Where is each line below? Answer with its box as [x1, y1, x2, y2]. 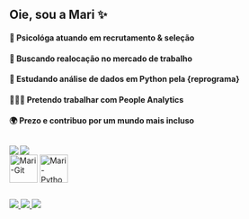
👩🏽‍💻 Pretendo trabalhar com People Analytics [9, 94, 184, 105]
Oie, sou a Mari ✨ [9, 7, 108, 23]
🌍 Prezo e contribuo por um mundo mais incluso [9, 115, 195, 126]
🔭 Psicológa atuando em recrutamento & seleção [9, 32, 195, 43]
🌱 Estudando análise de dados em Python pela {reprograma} [9, 74, 240, 85]
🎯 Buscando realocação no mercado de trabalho [9, 53, 193, 64]
